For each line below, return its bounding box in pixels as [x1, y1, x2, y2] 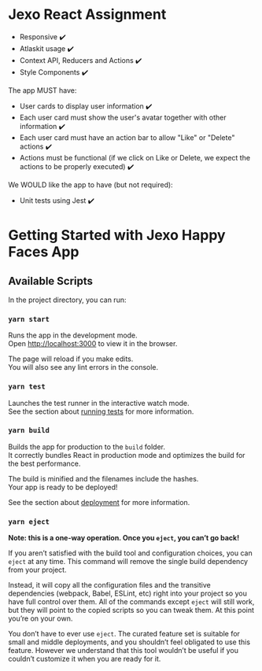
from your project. [8, 565, 67, 575]
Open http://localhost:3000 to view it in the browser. [8, 339, 178, 348]
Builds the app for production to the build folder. [8, 442, 166, 452]
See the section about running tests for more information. [8, 407, 194, 416]
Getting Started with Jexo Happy [8, 227, 226, 245]
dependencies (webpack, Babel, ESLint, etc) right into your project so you [8, 588, 248, 599]
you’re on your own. [8, 614, 73, 623]
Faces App [8, 243, 79, 261]
